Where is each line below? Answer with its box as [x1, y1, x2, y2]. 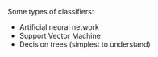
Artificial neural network [19, 22, 100, 31]
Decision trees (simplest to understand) [19, 39, 151, 49]
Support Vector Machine [19, 31, 102, 40]
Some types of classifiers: [7, 7, 94, 16]
